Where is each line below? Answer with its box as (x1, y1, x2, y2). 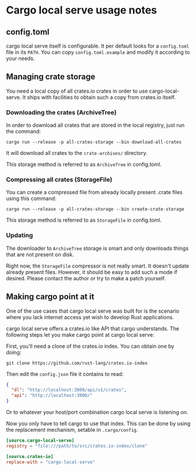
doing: (6, 348, 22, 355)
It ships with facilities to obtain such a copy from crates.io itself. (22, 93, 176, 100)
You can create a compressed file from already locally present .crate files (6, 189, 183, 196)
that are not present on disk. (6, 250, 74, 258)
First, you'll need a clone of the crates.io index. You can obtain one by (6, 343, 174, 350)
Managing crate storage (6, 72, 95, 82)
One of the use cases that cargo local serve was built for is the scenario (6, 307, 180, 314)
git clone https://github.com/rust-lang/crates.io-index (6, 360, 148, 366)
